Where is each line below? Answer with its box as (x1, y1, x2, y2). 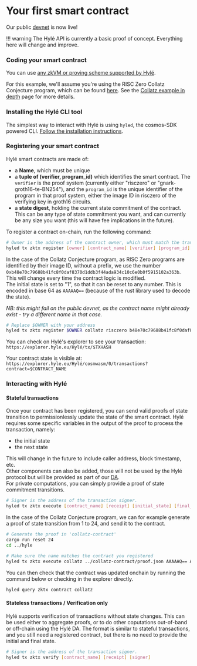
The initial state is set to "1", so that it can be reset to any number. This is (6, 280, 182, 287)
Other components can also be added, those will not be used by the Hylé (6, 467, 183, 474)
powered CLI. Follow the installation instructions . (6, 128, 124, 135)
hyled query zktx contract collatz (6, 587, 93, 593)
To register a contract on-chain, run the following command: (6, 228, 152, 235)
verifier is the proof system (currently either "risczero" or (14, 179, 157, 186)
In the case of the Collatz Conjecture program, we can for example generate (6, 514, 191, 521)
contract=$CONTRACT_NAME (6, 366, 67, 372)
